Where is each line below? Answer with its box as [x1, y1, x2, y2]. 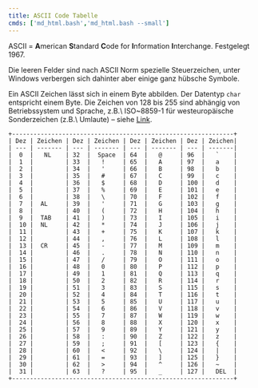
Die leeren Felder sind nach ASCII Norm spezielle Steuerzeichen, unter [8, 65, 241, 74]
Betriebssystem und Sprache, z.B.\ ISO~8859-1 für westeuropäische [8, 105, 234, 116]
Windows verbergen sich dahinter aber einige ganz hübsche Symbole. [8, 73, 240, 83]
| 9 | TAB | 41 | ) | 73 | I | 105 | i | [8, 213, 238, 222]
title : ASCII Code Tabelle [8, 11, 98, 20]
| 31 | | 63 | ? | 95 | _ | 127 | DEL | [8, 367, 238, 375]
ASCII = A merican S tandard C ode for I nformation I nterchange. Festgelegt [8, 41, 250, 50]
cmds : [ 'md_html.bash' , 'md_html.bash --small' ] [8, 19, 170, 27]
